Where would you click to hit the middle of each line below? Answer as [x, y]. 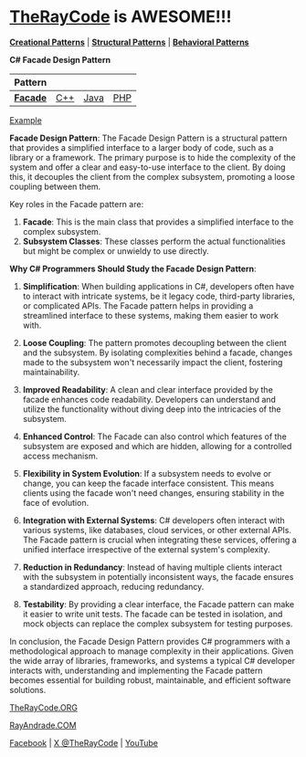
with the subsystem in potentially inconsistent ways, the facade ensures [158, 576]
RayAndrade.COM [43, 725]
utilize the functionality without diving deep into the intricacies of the [152, 409]
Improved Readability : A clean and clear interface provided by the [148, 389]
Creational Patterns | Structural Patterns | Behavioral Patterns [129, 42]
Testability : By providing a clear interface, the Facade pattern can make [158, 604]
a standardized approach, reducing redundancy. [113, 586]
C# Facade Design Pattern [60, 59]
